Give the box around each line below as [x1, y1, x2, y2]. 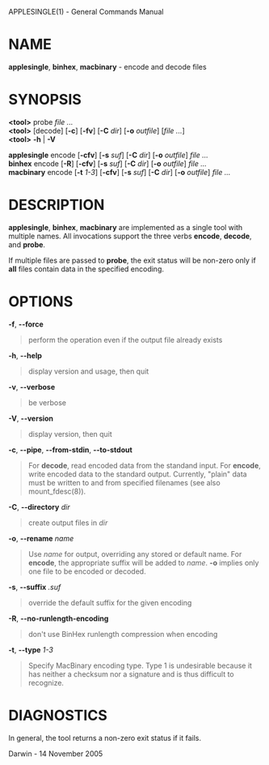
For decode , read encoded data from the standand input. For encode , [27, 460, 261, 470]
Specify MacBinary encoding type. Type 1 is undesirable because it [27, 660, 253, 670]
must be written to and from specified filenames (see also [27, 477, 221, 487]
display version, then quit [27, 429, 113, 438]
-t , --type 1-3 [8, 644, 54, 655]
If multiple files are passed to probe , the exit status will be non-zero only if [8, 255, 256, 265]
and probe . [8, 239, 46, 250]
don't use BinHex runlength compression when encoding [27, 629, 218, 639]
